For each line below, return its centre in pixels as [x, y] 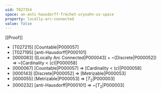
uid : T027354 [19, 10]
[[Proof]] [14, 38]
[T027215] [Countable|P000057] [46, 47]
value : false [19, 23]
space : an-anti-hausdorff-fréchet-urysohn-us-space [59, 14]
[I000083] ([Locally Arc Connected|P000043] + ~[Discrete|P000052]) [84, 58]
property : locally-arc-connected [40, 19]
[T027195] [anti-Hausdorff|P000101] [49, 52]
